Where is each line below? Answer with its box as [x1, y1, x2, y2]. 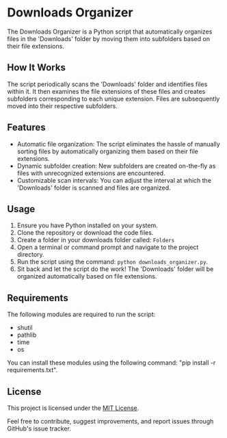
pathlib [16, 331, 37, 339]
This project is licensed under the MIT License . [7, 404, 139, 412]
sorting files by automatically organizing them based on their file [16, 147, 198, 155]
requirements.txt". [7, 366, 58, 374]
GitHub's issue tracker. [7, 424, 72, 433]
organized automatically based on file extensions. [16, 272, 157, 281]
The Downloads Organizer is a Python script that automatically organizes [7, 27, 213, 36]
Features [7, 122, 46, 133]
